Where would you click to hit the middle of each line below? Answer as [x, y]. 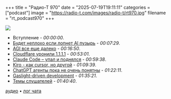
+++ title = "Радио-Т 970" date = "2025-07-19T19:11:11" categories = [78, 7]
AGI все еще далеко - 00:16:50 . [46, 48]
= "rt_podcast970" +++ [30, 18]
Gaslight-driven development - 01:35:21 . [55, 76]
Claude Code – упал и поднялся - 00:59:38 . [59, 59]
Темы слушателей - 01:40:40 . [45, 81]
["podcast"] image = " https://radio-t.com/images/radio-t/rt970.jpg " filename [86, 13]
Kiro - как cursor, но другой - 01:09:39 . [54, 65]
